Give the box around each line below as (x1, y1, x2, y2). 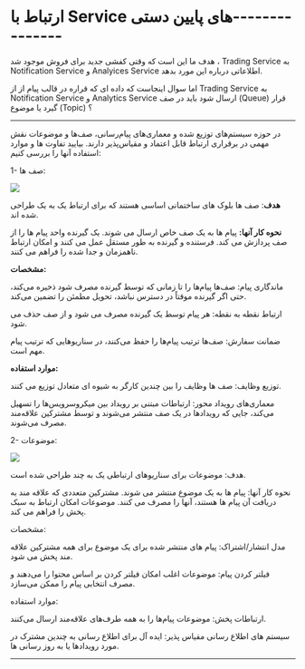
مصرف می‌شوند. (10, 417, 67, 428)
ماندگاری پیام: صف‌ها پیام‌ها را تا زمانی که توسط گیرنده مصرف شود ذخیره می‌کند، (10, 281, 284, 292)
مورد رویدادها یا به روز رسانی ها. (10, 640, 119, 651)
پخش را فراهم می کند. (10, 506, 87, 517)
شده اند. (10, 208, 39, 219)
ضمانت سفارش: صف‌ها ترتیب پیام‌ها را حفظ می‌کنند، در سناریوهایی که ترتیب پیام (10, 335, 281, 346)
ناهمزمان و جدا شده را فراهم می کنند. (10, 246, 138, 257)
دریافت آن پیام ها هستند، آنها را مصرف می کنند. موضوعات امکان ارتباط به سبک (10, 496, 277, 507)
